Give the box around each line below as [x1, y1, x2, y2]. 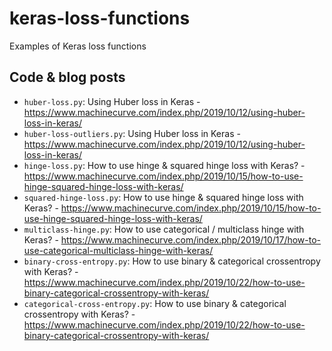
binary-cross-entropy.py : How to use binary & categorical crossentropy [23, 255, 321, 267]
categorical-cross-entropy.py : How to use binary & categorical [23, 297, 287, 309]
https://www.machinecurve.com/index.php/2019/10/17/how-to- [60, 233, 322, 246]
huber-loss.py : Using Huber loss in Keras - [23, 95, 201, 107]
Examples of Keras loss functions [9, 40, 147, 52]
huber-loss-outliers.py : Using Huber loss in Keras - [23, 127, 241, 139]
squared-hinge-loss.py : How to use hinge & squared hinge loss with [23, 191, 304, 203]
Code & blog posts [9, 69, 126, 86]
